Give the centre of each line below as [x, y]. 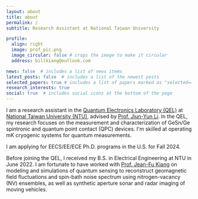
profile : [17, 39]
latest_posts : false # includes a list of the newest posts [83, 77]
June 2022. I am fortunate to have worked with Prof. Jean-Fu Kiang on [92, 164]
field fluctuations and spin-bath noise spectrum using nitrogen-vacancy [93, 177]
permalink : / [22, 22]
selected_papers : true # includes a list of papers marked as [84, 82]
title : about [22, 17]
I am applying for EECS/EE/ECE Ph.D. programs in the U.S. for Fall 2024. [93, 146]
